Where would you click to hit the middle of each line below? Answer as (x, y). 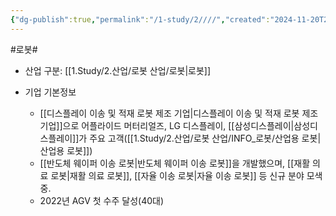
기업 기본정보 (50, 92)
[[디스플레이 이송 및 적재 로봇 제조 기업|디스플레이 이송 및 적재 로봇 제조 (179, 113)
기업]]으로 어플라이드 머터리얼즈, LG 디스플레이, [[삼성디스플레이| (167, 125)
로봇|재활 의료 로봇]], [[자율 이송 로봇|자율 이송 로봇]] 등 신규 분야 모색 (186, 175)
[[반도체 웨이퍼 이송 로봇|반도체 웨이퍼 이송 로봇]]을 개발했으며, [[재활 (175, 163)
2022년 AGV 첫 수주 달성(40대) (102, 200)
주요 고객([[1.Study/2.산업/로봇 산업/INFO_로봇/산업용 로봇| (205, 138)
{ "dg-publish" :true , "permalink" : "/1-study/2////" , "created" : (140, 19)
